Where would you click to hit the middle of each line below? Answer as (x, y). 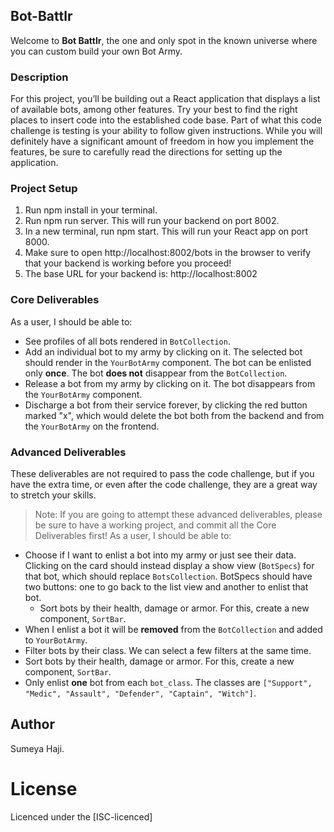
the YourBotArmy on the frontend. (92, 426)
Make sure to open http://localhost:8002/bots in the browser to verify (168, 253)
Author (32, 724)
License (44, 789)
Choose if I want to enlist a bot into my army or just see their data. (160, 555)
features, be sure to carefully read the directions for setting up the (146, 152)
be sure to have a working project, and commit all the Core (155, 525)
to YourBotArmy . (56, 640)
